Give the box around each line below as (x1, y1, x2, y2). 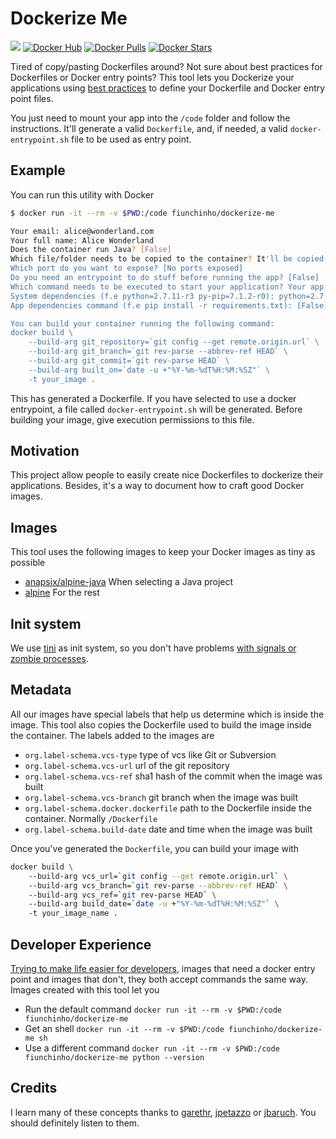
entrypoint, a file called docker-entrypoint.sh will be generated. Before (10, 403, 303, 415)
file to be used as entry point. (71, 133, 192, 145)
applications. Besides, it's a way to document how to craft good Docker (10, 480, 305, 492)
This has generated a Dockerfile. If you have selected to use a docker (10, 392, 297, 404)
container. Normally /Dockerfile (24, 812, 158, 824)
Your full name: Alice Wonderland (10, 235, 155, 246)
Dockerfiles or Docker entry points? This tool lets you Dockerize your (10, 71, 295, 83)
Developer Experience (10, 936, 152, 953)
